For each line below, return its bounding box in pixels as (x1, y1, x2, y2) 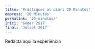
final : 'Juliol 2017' (5, 25, 49, 30)
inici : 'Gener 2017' (5, 20, 47, 26)
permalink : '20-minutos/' (5, 16, 58, 21)
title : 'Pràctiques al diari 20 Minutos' (5, 7, 91, 12)
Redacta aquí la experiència (5, 38, 61, 44)
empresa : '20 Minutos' (5, 12, 51, 16)
